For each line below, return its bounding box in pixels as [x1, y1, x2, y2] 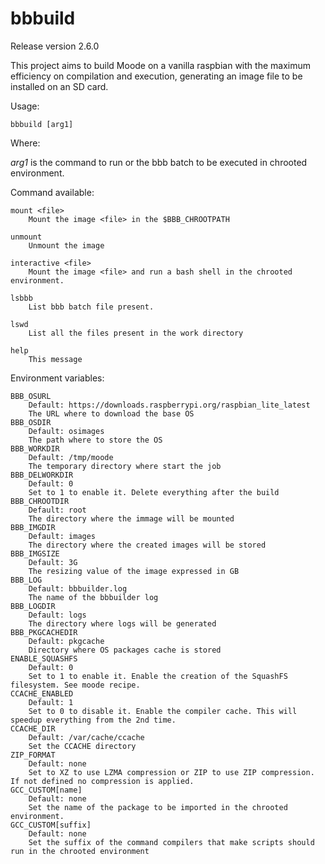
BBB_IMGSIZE [10, 548, 60, 559]
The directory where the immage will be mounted [28, 513, 235, 524]
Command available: [10, 186, 95, 198]
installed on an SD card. [10, 80, 109, 92]
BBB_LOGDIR [10, 601, 56, 611]
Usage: [10, 100, 40, 112]
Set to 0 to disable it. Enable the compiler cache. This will [28, 706, 298, 716]
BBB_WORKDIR [10, 443, 60, 454]
